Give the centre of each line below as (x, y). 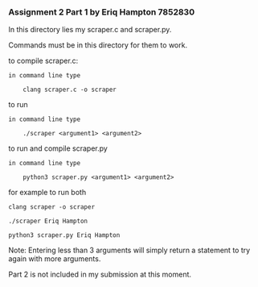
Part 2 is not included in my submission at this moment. (100, 275)
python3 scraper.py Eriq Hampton (64, 235)
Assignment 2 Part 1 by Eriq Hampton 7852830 (102, 12)
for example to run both (47, 193)
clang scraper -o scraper (51, 207)
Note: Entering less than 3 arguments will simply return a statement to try (129, 250)
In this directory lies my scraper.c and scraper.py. (90, 30)
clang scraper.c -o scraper (70, 90)
